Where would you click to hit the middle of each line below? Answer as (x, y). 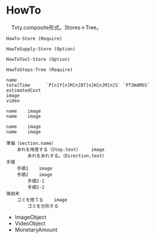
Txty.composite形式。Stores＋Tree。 (56, 27)
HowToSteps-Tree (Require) (39, 70)
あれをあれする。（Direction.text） (67, 156)
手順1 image (35, 168)
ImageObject (30, 217)
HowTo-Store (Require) (34, 38)
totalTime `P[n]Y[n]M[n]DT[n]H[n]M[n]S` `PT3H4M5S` (78, 85)
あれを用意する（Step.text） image (61, 149)
